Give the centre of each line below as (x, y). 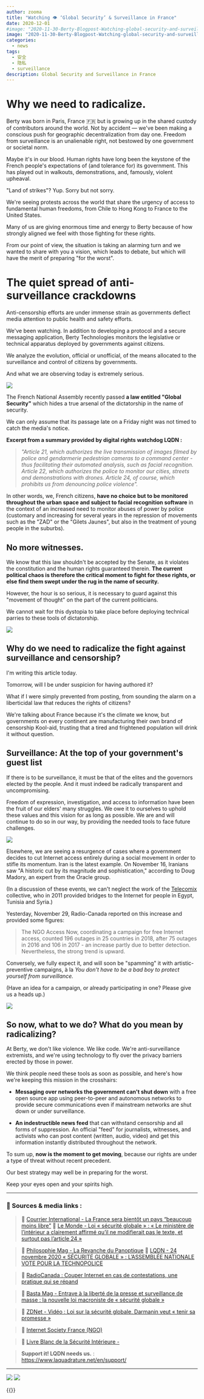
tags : (13, 52)
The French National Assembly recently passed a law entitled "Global (94, 397)
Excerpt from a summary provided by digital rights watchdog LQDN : (94, 440)
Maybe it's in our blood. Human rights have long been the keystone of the (98, 160)
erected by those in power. (40, 1062)
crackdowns (104, 296)
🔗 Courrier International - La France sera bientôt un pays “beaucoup (106, 1219)
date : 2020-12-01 (28, 23)
